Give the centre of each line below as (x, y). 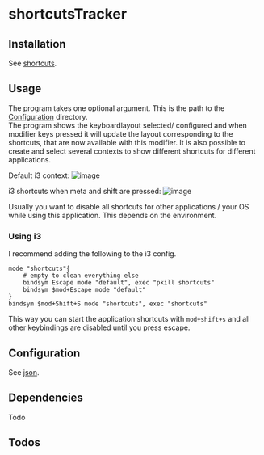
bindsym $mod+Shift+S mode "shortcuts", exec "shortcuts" (108, 304)
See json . (24, 372)
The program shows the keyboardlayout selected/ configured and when (128, 125)
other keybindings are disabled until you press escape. (99, 327)
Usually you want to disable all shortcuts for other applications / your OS (129, 206)
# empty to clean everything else (81, 276)
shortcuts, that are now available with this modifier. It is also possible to (127, 142)
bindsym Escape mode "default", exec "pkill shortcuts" (119, 283)
